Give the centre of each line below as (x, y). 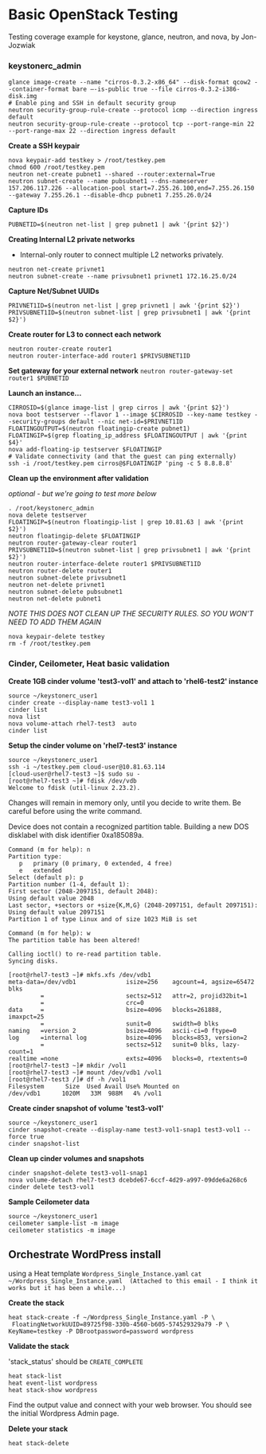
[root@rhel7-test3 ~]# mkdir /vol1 (67, 1065)
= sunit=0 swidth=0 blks (129, 1024)
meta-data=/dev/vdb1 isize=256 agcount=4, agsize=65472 (131, 982)
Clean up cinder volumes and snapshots (76, 1158)
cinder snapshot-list (44, 1143)
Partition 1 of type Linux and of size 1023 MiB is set (103, 919)
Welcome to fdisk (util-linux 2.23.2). (74, 788)
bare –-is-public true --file (122, 89)
